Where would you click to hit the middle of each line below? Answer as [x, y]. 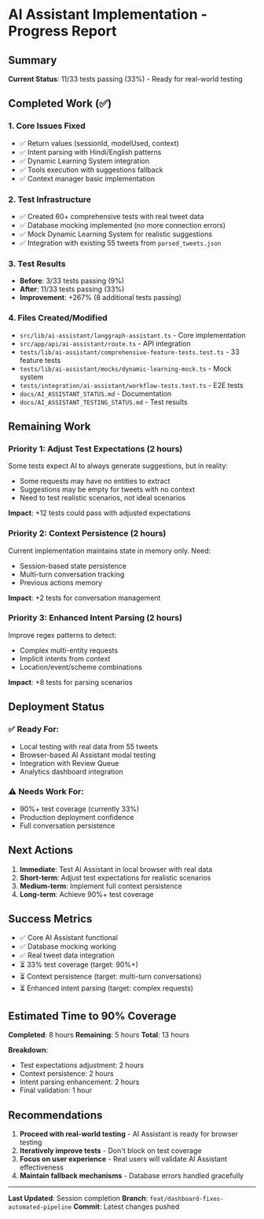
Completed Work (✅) [60, 104]
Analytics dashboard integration [71, 771]
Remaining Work [49, 426]
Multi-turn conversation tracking [72, 574]
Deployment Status [56, 707]
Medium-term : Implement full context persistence [101, 886]
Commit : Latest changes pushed [126, 1206]
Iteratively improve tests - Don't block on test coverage [110, 1151]
